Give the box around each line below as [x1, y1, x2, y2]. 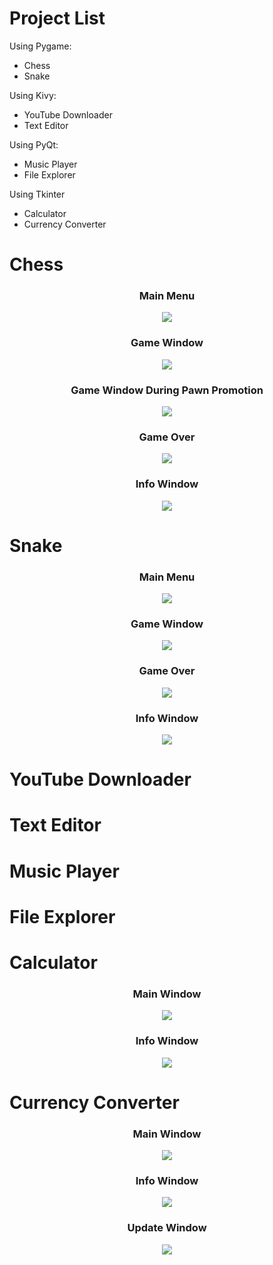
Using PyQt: [9, 138, 59, 151]
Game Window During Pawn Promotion [70, 383, 264, 397]
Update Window [127, 1221, 207, 1235]
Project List [9, 7, 106, 30]
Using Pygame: [9, 40, 72, 52]
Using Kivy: [9, 89, 57, 101]
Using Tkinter [9, 188, 66, 200]
